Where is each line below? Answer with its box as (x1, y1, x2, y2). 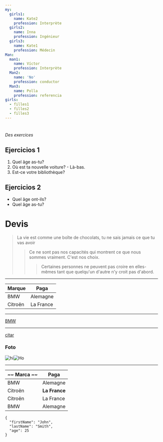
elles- (135, 263, 147, 270)
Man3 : (9, 84, 21, 89)
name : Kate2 (14, 16, 38, 21)
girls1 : (9, 12, 25, 17)
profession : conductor (14, 79, 60, 84)
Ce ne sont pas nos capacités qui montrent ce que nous (29, 249, 141, 255)
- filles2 (9, 106, 29, 112)
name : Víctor (14, 61, 40, 66)
